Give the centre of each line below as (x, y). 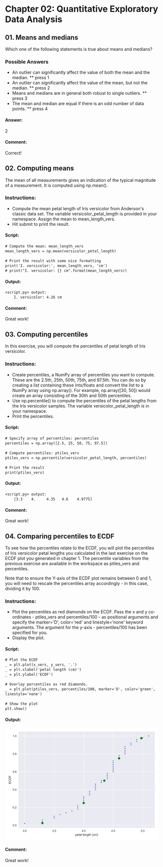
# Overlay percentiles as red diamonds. (47, 684)
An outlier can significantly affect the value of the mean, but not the (80, 83)
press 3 (20, 98)
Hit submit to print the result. (41, 224)
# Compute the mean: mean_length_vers (44, 246)
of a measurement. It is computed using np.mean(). (56, 185)
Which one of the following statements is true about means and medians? (79, 49)
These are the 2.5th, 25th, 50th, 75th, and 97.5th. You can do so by (79, 380)
